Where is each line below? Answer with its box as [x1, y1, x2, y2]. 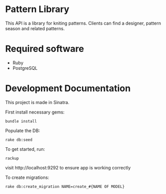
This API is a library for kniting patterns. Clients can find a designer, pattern [5, 20, 161, 26]
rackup [5, 156, 19, 161]
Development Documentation [5, 83, 131, 94]
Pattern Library [5, 4, 69, 15]
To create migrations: [5, 174, 49, 180]
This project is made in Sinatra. [5, 99, 69, 105]
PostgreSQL [12, 65, 38, 71]
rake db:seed [5, 137, 33, 142]
